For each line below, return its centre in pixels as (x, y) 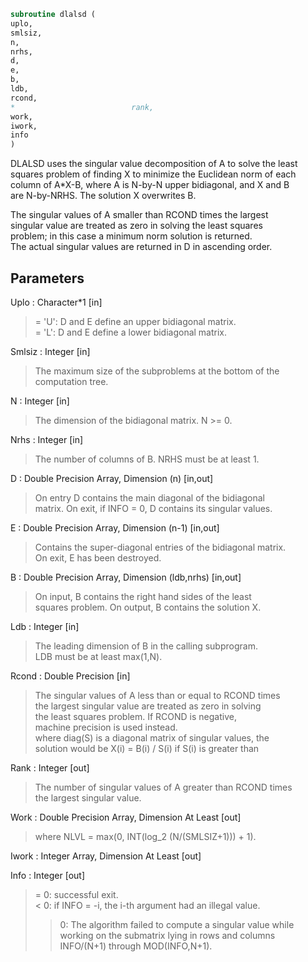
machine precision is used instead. (106, 727)
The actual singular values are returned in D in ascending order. (141, 247)
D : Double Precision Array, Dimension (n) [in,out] (112, 478)
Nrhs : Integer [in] (47, 439)
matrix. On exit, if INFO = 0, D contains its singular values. (153, 508)
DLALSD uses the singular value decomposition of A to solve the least (154, 164)
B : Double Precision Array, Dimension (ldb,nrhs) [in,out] (126, 577)
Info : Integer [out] (48, 875)
